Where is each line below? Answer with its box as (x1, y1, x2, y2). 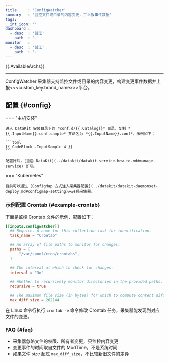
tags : (5, 17, 17, 22)
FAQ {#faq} (5, 326, 34, 333)
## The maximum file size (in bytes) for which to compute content (10, 293, 154, 298)
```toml (5, 140, 22, 145)
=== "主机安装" (5, 115, 37, 121)
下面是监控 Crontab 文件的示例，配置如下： (5, 214, 95, 220)
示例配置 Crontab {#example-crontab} (5, 202, 100, 209)
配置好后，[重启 (5, 159, 34, 164)
